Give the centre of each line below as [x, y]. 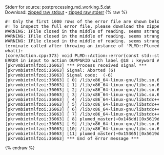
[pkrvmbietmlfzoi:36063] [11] [41, 134]
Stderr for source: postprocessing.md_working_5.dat [58, 7]
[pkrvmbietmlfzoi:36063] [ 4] [41, 99]
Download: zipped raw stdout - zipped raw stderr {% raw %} [66, 12]
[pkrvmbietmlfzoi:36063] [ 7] [41, 114]
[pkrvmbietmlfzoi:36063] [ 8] [41, 119]
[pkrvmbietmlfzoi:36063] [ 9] [41, 124]
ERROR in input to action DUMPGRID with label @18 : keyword [80, 60]
